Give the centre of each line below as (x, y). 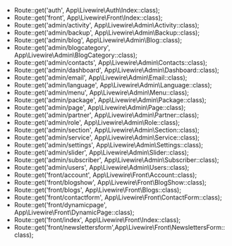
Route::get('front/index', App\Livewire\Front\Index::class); (97, 220)
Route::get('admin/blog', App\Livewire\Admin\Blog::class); (98, 40)
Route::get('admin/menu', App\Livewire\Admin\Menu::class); (101, 92)
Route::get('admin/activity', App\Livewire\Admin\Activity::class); (106, 25)
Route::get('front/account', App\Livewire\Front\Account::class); (105, 175)
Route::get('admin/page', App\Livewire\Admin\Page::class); (100, 107)
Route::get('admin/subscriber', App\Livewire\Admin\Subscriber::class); (116, 160)
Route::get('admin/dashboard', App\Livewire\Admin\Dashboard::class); (117, 70)
